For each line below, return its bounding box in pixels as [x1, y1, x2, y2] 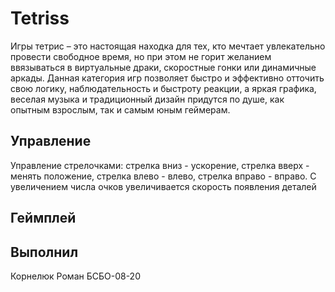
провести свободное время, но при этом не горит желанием [10, 50, 272, 62]
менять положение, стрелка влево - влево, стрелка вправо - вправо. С [10, 170, 317, 182]
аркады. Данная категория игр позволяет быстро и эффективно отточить [10, 72, 325, 84]
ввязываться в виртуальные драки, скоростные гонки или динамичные [10, 61, 317, 73]
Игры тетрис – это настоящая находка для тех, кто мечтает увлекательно [10, 40, 326, 52]
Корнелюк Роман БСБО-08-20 [10, 270, 141, 282]
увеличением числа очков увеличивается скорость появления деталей [10, 180, 317, 192]
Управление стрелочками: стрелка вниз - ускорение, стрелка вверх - [10, 159, 310, 171]
